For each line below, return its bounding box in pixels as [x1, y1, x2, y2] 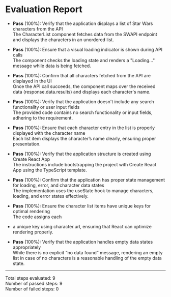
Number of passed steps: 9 [5, 280, 63, 286]
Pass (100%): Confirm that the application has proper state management [12, 176, 165, 183]
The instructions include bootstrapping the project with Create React [12, 161, 157, 167]
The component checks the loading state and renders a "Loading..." [12, 57, 155, 63]
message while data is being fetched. [12, 63, 92, 69]
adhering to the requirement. [12, 114, 73, 121]
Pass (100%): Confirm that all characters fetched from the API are [12, 72, 151, 78]
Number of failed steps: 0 [5, 286, 59, 292]
